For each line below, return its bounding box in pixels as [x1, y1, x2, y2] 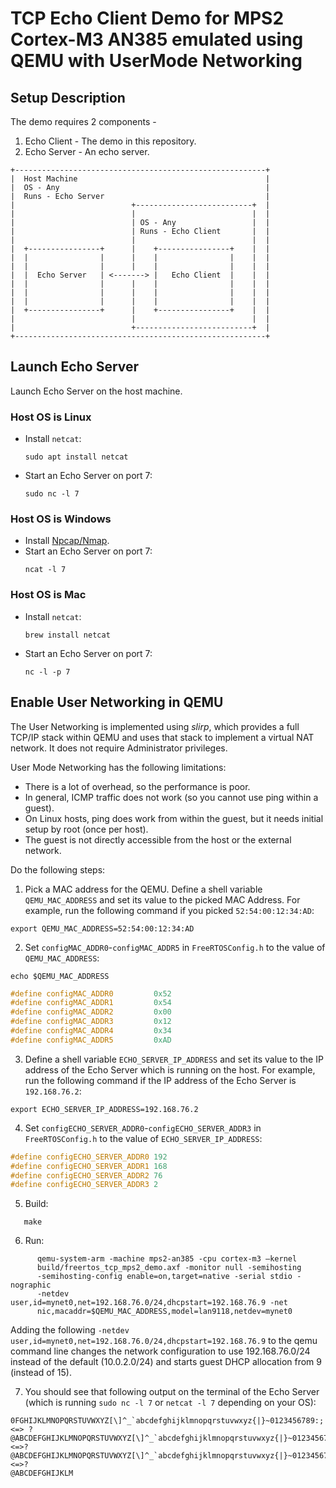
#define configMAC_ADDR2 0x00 [10, 1007, 172, 1017]
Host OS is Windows [10, 512, 112, 526]
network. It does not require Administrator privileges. [10, 742, 228, 754]
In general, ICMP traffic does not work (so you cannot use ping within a [24, 791, 319, 803]
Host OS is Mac [10, 588, 87, 602]
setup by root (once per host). [24, 823, 149, 835]
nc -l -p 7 [24, 667, 71, 677]
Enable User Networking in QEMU [10, 694, 224, 711]
